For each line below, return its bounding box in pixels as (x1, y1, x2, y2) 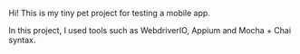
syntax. (8, 35, 36, 45)
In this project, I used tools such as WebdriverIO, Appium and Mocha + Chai (8, 25, 292, 35)
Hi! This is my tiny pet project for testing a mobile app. (8, 8, 210, 18)
